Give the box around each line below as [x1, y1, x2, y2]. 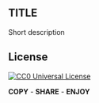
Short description [8, 27, 65, 36]
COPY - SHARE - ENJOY [8, 86, 90, 96]
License [8, 51, 48, 64]
